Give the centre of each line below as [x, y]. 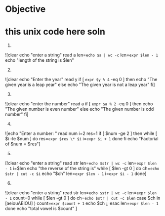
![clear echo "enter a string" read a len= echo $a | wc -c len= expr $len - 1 [82, 55]
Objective [25, 9]
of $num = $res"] [23, 144]
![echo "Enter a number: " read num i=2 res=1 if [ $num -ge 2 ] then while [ [81, 133]
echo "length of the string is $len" [40, 60]
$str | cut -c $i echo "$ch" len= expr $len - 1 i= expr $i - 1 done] [76, 173]
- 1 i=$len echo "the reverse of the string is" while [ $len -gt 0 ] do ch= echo [82, 169]
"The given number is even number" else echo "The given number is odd [80, 109]
